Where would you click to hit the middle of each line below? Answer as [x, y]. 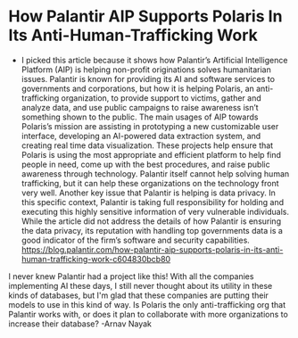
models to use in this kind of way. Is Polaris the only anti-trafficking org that [147, 304]
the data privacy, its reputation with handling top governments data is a [152, 230]
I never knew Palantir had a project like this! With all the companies [131, 276]
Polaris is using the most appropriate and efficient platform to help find [151, 154]
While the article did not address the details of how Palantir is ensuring [151, 221]
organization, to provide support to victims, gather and [161, 98]
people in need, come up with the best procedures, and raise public [145, 164]
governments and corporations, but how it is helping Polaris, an [138, 88]
